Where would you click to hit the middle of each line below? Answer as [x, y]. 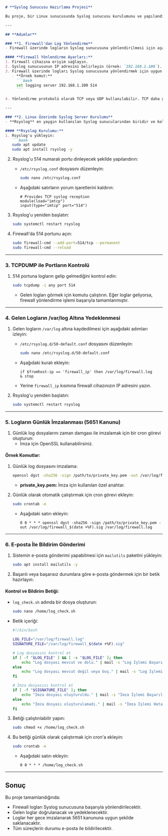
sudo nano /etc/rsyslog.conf [50, 178]
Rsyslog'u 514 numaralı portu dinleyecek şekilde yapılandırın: [75, 159]
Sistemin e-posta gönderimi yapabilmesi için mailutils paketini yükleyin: [87, 555]
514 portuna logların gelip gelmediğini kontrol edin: [64, 276]
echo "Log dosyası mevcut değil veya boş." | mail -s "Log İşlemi [92, 672]
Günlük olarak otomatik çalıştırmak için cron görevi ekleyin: [73, 495]
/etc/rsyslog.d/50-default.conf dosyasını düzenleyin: [76, 344]
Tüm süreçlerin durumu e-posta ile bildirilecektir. [62, 828]
